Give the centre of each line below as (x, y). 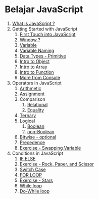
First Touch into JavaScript (47, 34)
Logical (27, 121)
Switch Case (33, 169)
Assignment (32, 94)
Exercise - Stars (36, 180)
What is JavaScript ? (33, 23)
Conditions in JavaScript (38, 153)
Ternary (28, 115)
